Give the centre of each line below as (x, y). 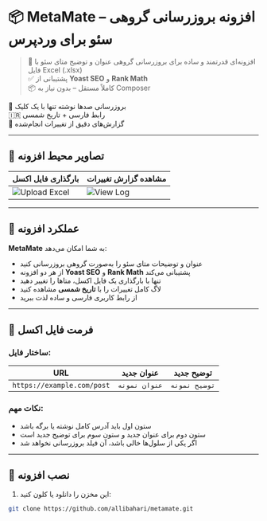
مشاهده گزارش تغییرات (126, 178)
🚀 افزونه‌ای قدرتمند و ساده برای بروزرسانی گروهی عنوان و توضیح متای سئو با (141, 61)
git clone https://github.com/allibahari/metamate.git (101, 509)
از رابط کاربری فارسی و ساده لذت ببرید (78, 297)
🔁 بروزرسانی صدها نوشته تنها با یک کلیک (68, 106)
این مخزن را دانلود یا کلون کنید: (65, 494)
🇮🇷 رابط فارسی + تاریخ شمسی (57, 115)
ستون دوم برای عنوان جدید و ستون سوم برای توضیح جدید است (113, 434)
